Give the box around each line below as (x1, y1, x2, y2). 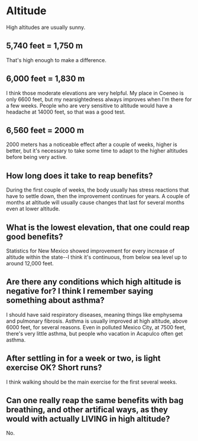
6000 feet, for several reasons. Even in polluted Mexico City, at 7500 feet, (6, 323, 186, 330)
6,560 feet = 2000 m (6, 125, 85, 135)
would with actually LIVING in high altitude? (6, 414, 170, 424)
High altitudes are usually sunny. (6, 24, 86, 31)
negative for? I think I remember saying (6, 286, 154, 296)
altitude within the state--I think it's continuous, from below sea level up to (6, 254, 187, 261)
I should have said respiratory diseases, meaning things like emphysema (6, 311, 183, 318)
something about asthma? (6, 296, 105, 306)
